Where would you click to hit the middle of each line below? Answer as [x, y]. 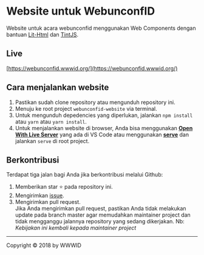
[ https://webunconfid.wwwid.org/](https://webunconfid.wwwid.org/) [92, 68]
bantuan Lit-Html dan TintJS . [42, 34]
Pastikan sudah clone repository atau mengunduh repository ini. [95, 102]
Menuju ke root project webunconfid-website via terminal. [86, 108]
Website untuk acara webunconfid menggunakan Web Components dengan [101, 28]
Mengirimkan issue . [40, 195]
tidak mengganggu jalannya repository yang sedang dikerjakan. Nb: [100, 222]
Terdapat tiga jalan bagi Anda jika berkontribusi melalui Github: [85, 175]
